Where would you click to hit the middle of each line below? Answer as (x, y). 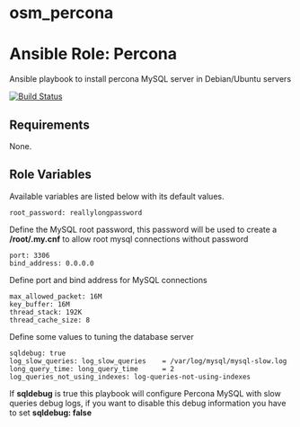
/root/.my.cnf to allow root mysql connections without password (129, 239)
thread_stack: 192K (46, 312)
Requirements (49, 125)
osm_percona (62, 13)
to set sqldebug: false (51, 413)
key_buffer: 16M (40, 304)
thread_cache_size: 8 (50, 320)
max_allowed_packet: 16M (56, 296)
